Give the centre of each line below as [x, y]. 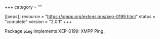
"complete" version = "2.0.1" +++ [38, 22]
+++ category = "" [23, 7]
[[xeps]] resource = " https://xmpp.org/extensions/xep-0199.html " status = [80, 16]
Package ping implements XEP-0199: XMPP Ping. [55, 31]
